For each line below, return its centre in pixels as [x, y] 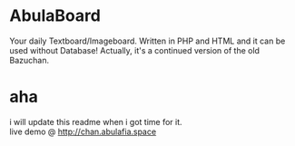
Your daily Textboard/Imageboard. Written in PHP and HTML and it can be [147, 41]
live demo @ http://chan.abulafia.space [83, 131]
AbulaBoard [55, 16]
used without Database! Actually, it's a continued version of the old [135, 50]
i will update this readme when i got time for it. [96, 122]
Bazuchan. [29, 60]
